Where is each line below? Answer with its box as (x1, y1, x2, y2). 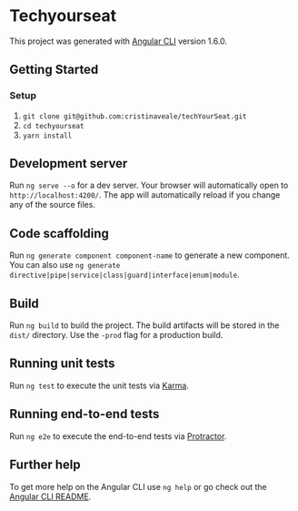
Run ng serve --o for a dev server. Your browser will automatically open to (9, 179, 289, 191)
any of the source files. (9, 199, 95, 210)
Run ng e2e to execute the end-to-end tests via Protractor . (9, 430, 227, 442)
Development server (9, 156, 128, 171)
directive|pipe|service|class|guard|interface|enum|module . (9, 270, 240, 281)
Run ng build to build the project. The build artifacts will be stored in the (9, 320, 280, 331)
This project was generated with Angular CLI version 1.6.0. (9, 36, 228, 46)
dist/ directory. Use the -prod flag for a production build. (9, 330, 223, 341)
